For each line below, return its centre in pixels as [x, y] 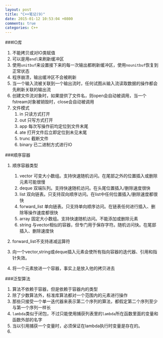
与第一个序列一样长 [31, 308]
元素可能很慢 [32, 182]
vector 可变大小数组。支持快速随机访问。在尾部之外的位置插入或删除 [88, 176]
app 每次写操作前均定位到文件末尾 [54, 126]
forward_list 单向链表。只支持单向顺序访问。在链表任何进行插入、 [85, 207]
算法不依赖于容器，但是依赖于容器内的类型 [55, 289]
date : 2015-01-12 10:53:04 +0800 [39, 19]
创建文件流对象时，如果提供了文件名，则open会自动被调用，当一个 [79, 96]
